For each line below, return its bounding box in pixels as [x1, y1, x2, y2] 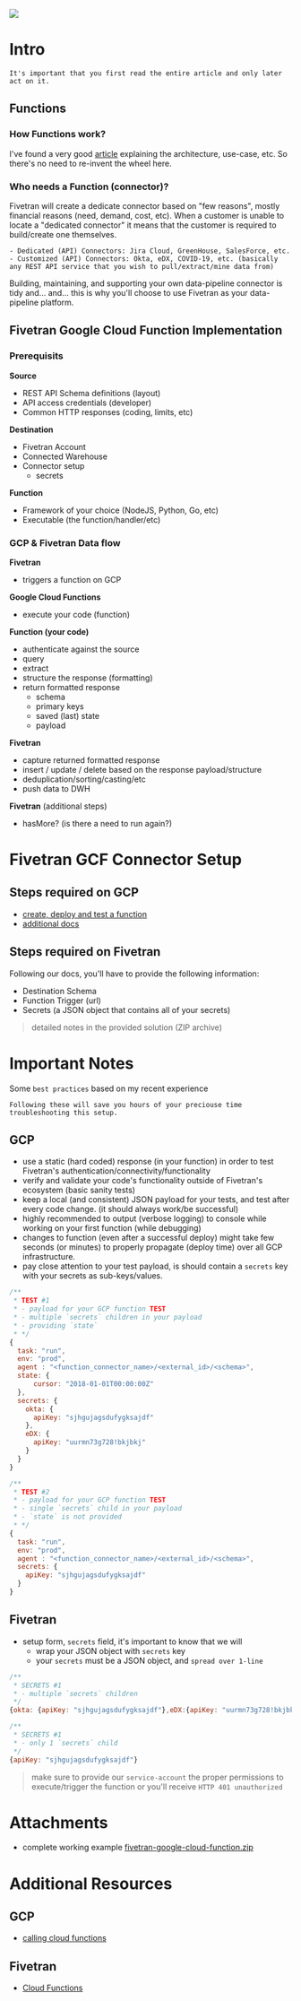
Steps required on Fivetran [9, 944, 161, 959]
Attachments [9, 1812, 109, 1832]
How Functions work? [9, 128, 106, 141]
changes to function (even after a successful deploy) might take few [21, 1233, 275, 1243]
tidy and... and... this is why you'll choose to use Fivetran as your [9, 287, 248, 298]
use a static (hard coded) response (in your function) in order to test [21, 1156, 274, 1167]
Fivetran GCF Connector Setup [9, 850, 242, 870]
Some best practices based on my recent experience [9, 1083, 209, 1094]
